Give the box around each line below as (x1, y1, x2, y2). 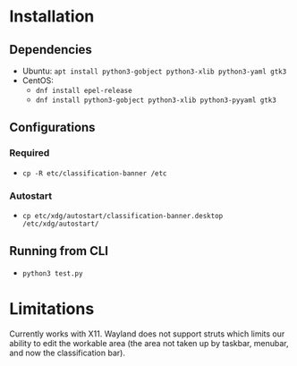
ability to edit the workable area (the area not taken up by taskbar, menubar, (9, 337, 289, 348)
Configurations (9, 120, 96, 135)
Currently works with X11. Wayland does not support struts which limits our (9, 328, 285, 339)
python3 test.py (21, 268, 83, 278)
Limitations (9, 298, 95, 319)
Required (9, 147, 50, 159)
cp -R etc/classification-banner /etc (21, 168, 167, 178)
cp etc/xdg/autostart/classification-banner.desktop (21, 211, 224, 220)
